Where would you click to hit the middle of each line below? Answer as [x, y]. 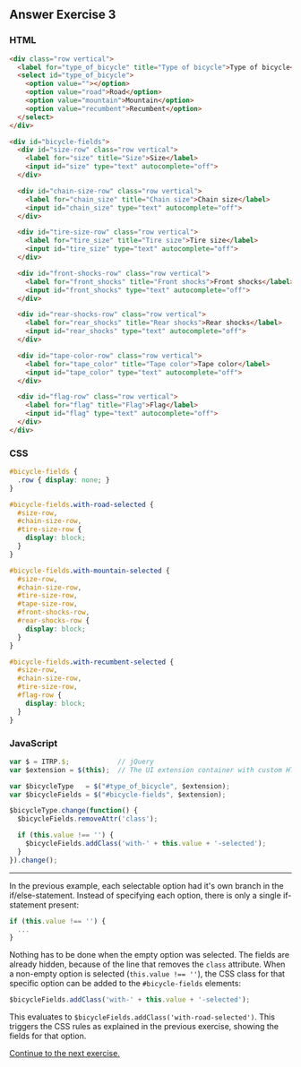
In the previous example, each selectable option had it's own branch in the [146, 885]
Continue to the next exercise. [65, 1054]
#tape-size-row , [47, 604]
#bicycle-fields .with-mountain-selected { [90, 571]
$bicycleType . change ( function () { [74, 811]
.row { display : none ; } [64, 480]
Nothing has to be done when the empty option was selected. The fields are [149, 955]
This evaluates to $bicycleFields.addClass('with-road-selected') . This [142, 1017]
